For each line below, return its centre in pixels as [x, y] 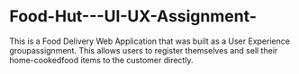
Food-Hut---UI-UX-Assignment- [133, 16]
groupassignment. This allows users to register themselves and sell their [144, 50]
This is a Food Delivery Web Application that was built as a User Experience [150, 41]
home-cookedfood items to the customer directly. [101, 60]
